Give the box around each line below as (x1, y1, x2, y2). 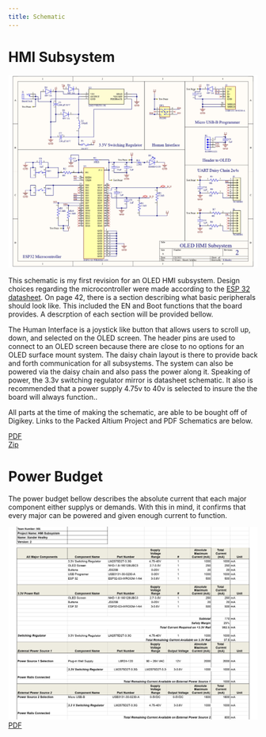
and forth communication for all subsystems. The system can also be (8, 358, 234, 368)
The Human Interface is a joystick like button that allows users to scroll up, (8, 324, 251, 334)
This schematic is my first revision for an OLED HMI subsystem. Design (8, 275, 240, 285)
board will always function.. (8, 392, 98, 401)
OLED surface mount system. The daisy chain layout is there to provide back (8, 350, 258, 359)
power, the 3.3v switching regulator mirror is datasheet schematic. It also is (8, 375, 253, 385)
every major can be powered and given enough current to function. (8, 510, 228, 520)
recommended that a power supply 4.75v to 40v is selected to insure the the (8, 383, 258, 393)
